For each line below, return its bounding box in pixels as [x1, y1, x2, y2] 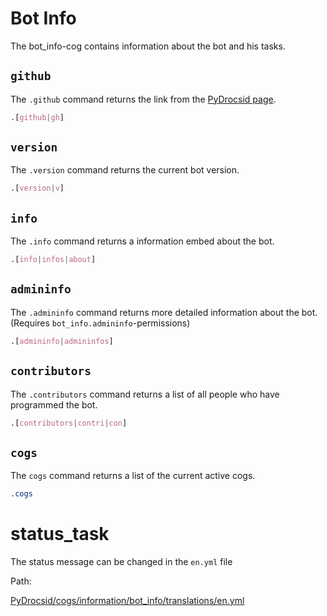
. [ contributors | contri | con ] [10, 418, 128, 428]
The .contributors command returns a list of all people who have [10, 388, 280, 400]
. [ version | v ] [10, 183, 65, 194]
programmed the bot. [10, 398, 98, 411]
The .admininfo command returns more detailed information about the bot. [10, 306, 318, 318]
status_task [10, 523, 110, 546]
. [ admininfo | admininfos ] [10, 336, 114, 346]
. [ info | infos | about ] [10, 255, 97, 265]
